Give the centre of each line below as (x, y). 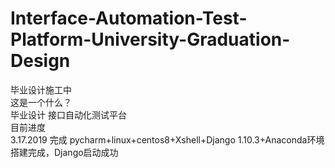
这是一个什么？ (41, 102)
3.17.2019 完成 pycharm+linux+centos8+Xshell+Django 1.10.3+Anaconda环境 (167, 139)
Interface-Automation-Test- (129, 18)
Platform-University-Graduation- (150, 39)
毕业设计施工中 (41, 89)
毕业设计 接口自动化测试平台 (68, 114)
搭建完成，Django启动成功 (64, 152)
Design (40, 61)
